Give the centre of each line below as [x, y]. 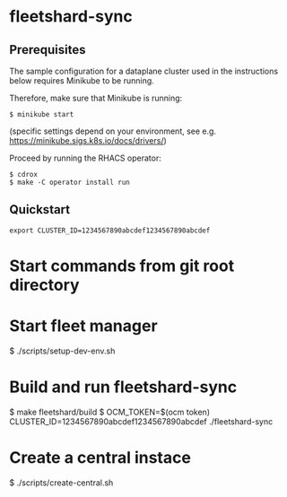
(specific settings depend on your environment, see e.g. [113, 131]
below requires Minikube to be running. [82, 81]
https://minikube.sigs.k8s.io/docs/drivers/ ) [88, 140]
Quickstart [40, 209]
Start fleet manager [84, 326]
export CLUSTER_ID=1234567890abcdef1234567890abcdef [110, 231]
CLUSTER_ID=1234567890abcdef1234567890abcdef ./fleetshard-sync [141, 421]
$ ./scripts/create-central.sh [61, 483]
